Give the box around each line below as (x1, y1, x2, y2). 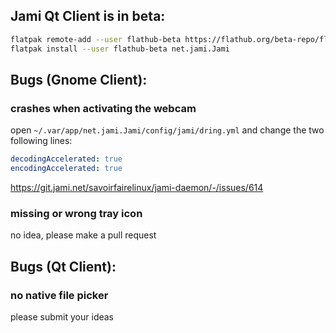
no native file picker (10, 288, 109, 302)
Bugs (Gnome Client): (10, 71, 148, 88)
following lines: (10, 135, 73, 147)
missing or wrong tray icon (10, 206, 143, 220)
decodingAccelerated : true (10, 154, 123, 164)
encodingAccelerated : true (10, 164, 123, 174)
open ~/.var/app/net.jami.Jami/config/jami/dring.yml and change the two (10, 124, 325, 136)
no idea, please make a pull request (10, 229, 157, 241)
